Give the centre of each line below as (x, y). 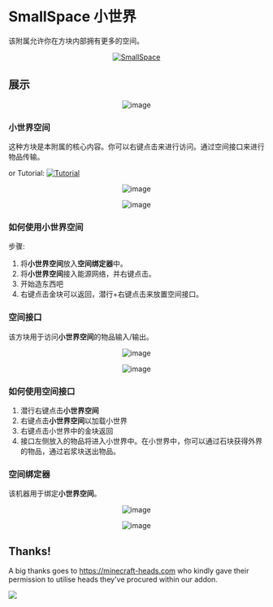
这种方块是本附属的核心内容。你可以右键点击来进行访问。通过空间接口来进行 (136, 146)
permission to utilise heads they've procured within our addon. (113, 579)
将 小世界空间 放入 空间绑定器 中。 (74, 264)
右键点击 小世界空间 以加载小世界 (74, 421)
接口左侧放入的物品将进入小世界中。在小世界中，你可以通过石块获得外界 (141, 441)
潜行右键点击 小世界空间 (59, 410)
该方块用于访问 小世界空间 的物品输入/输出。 (81, 336)
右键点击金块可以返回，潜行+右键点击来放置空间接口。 (112, 295)
